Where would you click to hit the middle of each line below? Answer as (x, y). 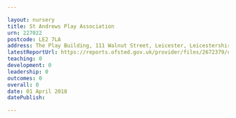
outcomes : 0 (25, 78)
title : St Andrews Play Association (61, 26)
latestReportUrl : (33, 52)
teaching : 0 (25, 59)
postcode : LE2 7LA (34, 39)
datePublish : (26, 98)
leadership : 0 (28, 72)
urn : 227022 (25, 33)
